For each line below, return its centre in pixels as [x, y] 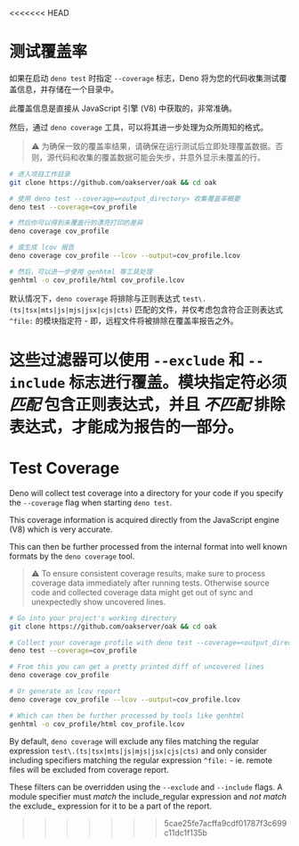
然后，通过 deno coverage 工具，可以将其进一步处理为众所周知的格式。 [139, 127]
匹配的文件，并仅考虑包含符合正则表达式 [209, 309]
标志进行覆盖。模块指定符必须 [178, 382]
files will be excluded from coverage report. [89, 769]
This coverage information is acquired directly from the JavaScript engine [145, 519]
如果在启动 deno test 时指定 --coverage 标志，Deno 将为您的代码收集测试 [144, 78]
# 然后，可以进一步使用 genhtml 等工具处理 [81, 271]
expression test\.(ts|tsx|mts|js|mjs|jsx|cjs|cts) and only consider [138, 751]
